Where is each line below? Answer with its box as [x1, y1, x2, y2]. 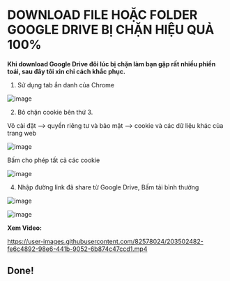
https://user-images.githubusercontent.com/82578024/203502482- [7, 237, 204, 245]
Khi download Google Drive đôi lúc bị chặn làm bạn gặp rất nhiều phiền [7, 59, 216, 68]
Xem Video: [7, 224, 43, 232]
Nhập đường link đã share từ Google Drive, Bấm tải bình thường [17, 182, 199, 192]
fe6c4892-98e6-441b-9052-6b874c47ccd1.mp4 [7, 245, 148, 253]
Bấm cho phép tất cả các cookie [7, 156, 100, 164]
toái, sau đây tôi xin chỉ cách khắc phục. [7, 67, 125, 75]
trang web [7, 129, 37, 137]
